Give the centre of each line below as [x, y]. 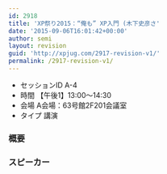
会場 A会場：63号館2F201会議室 [73, 105]
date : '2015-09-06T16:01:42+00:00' [68, 31]
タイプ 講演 [39, 115]
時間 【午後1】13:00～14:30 [65, 95]
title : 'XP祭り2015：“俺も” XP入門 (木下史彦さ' [84, 23]
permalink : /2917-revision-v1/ [61, 62]
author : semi [30, 38]
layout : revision [38, 46]
